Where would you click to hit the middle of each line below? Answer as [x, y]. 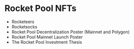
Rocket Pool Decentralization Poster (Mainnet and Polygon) [71, 32]
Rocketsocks [24, 26]
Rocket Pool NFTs [41, 8]
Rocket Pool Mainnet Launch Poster [47, 37]
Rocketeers [23, 22]
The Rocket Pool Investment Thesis [47, 42]
